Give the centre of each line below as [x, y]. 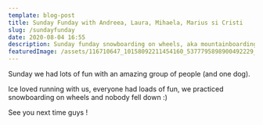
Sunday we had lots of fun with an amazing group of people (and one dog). [129, 74]
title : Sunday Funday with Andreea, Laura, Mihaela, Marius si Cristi [126, 23]
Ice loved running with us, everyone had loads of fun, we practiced [116, 89]
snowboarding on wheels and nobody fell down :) [88, 97]
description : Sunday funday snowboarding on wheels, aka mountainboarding [133, 45]
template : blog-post [42, 15]
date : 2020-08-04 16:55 [47, 37]
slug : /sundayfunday [42, 30]
